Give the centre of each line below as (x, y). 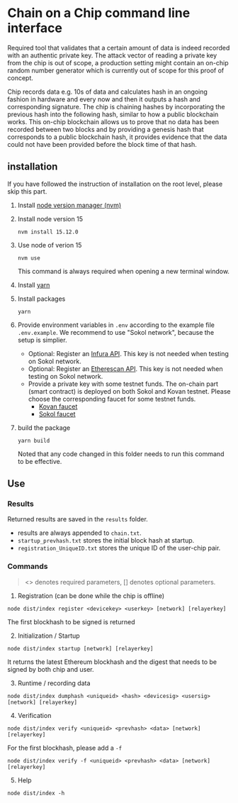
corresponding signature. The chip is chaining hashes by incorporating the (116, 106)
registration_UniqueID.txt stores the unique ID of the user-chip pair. (119, 548)
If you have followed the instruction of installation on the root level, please (115, 184)
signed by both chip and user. (51, 669)
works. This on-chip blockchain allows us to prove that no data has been (113, 121)
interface (35, 28)
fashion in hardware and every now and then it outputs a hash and (104, 99)
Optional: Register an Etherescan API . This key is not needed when (125, 369)
